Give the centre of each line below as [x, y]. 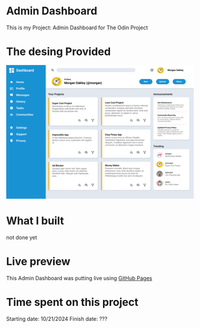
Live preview [38, 262]
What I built [35, 221]
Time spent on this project [72, 302]
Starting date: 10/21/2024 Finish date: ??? [57, 319]
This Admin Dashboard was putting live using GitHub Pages [79, 278]
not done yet [22, 238]
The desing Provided [59, 52]
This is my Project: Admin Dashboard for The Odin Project [77, 27]
